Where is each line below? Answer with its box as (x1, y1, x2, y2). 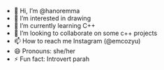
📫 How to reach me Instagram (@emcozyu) (13, 37, 141, 45)
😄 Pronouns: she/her (13, 47, 75, 55)
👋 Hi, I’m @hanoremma (13, 7, 80, 15)
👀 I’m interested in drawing (13, 14, 91, 22)
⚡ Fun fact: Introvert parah (13, 55, 90, 63)
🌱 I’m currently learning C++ (13, 22, 96, 29)
